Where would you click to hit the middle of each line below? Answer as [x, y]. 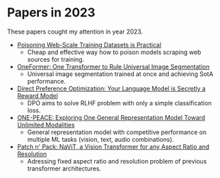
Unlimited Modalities [46, 125]
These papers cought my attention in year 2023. [75, 31]
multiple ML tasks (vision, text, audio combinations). [100, 139]
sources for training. [56, 59]
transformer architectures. [64, 168]
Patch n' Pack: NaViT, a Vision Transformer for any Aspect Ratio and [113, 147]
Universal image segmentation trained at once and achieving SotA [120, 74]
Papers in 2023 [51, 13]
